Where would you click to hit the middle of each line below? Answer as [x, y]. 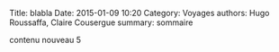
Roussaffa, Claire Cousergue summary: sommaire [101, 22]
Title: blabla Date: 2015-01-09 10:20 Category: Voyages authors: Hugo [139, 13]
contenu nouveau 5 [45, 40]
